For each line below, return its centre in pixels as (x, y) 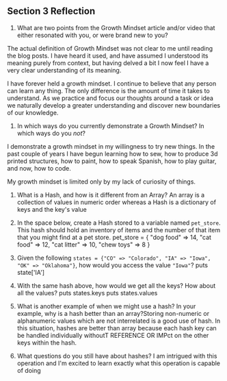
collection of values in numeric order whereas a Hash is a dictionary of (117, 202)
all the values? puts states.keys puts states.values (87, 293)
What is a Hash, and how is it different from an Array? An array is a (111, 195)
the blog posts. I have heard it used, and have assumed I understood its (108, 56)
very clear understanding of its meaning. (64, 70)
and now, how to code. (39, 168)
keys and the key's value (52, 209)
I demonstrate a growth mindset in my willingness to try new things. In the (111, 146)
